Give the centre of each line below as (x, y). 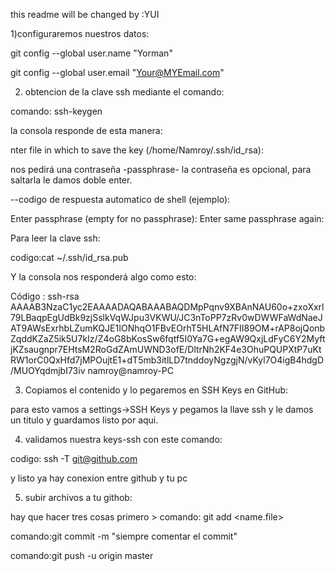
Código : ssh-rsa (45, 296)
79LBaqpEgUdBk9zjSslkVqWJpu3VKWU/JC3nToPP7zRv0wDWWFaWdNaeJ (166, 317)
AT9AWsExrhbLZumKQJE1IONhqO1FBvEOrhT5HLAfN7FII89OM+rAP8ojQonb (168, 328)
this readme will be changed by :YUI (85, 14)
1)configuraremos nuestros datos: (80, 33)
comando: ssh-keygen (56, 111)
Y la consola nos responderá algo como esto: (103, 277)
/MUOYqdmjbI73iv (48, 370)
